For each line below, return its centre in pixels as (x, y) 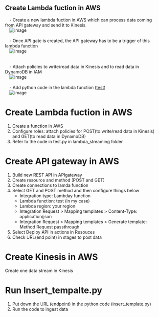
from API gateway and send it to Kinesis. (46, 25)
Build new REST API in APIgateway (47, 175)
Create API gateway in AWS (62, 161)
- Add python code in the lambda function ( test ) (58, 87)
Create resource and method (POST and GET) (58, 180)
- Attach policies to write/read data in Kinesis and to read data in (74, 67)
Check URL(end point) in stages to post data (57, 237)
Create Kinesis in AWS (52, 257)
